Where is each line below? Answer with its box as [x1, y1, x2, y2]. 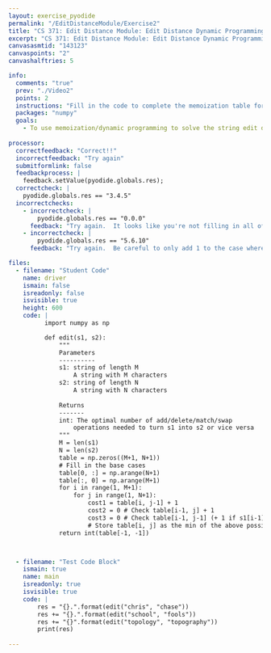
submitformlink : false [15, 162, 92, 170]
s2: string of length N [59, 379, 139, 387]
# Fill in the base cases [59, 461, 147, 470]
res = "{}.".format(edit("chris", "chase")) [37, 603, 190, 611]
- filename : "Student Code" [15, 266, 110, 275]
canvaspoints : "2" [8, 49, 70, 57]
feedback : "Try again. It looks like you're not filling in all [29, 221, 254, 230]
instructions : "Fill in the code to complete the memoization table [15, 102, 251, 110]
